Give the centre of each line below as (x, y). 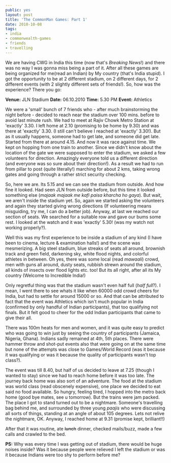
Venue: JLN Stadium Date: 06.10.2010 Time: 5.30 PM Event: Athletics (79, 99)
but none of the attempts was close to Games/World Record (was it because (85, 349)
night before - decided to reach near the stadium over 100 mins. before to (82, 115)
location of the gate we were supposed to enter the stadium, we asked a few (85, 152)
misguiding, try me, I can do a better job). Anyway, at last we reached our (82, 211)
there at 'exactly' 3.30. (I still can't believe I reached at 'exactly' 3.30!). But (83, 131)
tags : (11, 29)
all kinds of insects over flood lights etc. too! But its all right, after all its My (83, 270)
